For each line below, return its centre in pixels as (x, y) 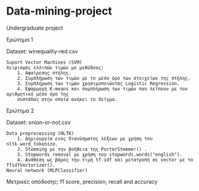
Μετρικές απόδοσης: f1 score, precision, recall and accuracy (82, 181)
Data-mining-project (59, 11)
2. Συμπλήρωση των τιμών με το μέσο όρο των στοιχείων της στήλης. (104, 78)
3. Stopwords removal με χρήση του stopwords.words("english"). (100, 154)
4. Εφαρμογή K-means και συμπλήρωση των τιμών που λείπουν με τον (103, 89)
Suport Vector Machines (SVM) (44, 62)
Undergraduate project (35, 28)
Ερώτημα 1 (20, 39)
